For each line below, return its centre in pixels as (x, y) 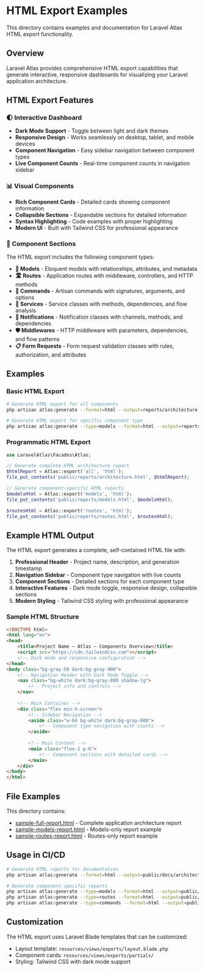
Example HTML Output (50, 535)
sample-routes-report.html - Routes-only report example (86, 836)
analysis (26, 311)
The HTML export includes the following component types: (80, 257)
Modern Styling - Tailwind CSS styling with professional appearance (102, 601)
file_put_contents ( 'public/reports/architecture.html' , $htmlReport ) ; (98, 478)
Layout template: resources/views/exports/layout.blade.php (92, 948)
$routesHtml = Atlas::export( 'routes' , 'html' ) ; (69, 511)
